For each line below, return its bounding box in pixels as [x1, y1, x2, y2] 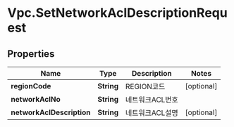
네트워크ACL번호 [125, 95, 178, 105]
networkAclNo [11, 95, 61, 104]
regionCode [11, 81, 51, 91]
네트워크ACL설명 [125, 108, 178, 117]
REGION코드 [125, 82, 166, 91]
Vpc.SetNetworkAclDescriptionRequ [7, 5, 228, 21]
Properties [7, 48, 55, 60]
